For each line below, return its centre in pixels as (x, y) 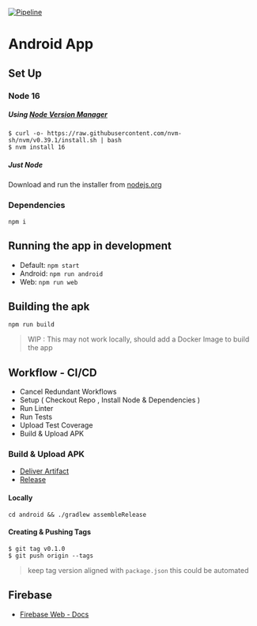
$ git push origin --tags (51, 556)
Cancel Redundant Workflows (68, 392)
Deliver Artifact (44, 471)
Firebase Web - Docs (54, 614)
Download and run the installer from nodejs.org (85, 185)
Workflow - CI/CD (53, 373)
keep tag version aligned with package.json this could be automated (138, 570)
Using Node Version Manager (58, 115)
